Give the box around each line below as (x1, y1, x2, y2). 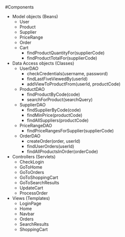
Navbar (19, 211, 35, 216)
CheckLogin (19, 159, 44, 165)
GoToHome (19, 164, 43, 170)
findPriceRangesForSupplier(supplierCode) (26, 128, 114, 133)
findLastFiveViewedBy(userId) (26, 76, 88, 82)
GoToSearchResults (19, 180, 60, 185)
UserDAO (19, 65, 39, 71)
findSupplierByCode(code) (26, 107, 81, 113)
